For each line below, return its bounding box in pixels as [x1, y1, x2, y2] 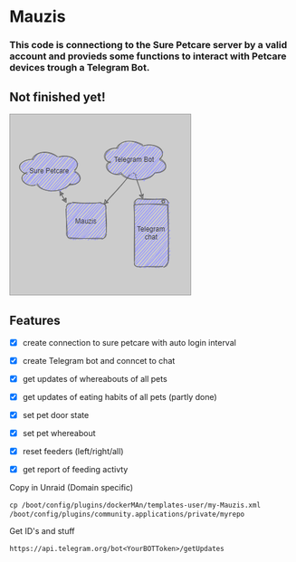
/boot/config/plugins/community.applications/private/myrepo [9, 510, 245, 519]
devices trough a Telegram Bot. [9, 62, 150, 74]
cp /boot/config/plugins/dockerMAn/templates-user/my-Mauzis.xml [9, 500, 261, 510]
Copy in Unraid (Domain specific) [9, 482, 134, 493]
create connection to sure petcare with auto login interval [22, 337, 237, 348]
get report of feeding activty [22, 464, 129, 475]
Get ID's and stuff [9, 526, 75, 537]
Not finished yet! [9, 89, 106, 105]
